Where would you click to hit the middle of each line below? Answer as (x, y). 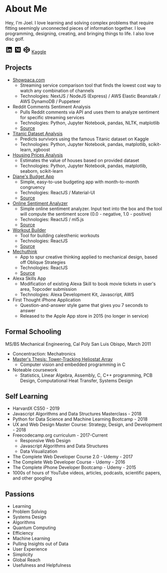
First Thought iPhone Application (47, 300)
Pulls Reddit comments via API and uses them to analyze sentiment (90, 112)
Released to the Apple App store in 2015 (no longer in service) (84, 316)
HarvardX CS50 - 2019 (36, 408)
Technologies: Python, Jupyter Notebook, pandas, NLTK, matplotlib (90, 123)
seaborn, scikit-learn (41, 171)
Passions (20, 494)
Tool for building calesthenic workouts (60, 235)
